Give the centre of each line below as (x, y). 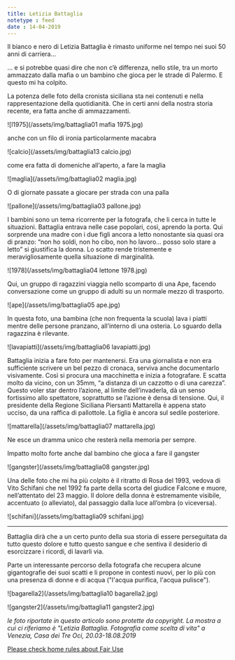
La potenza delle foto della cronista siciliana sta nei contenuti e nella (106, 96)
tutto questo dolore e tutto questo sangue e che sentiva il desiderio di (107, 544)
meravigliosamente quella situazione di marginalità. (81, 257)
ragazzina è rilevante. (38, 334)
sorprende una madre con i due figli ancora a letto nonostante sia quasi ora (115, 235)
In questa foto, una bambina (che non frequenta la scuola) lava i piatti (107, 319)
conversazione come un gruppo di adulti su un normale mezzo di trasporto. (116, 291)
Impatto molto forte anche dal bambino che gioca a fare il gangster (104, 453)
